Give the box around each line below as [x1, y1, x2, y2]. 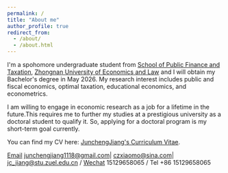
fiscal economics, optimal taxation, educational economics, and [7, 83, 187, 90]
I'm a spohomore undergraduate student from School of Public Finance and [7, 61, 220, 68]
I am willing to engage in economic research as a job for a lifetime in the [7, 103, 210, 111]
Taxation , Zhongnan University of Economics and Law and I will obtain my [7, 68, 216, 76]
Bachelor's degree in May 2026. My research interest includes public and [7, 75, 214, 83]
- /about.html [13, 42, 53, 49]
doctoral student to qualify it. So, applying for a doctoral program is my [7, 118, 207, 125]
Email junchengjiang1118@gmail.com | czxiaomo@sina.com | [7, 151, 175, 159]
